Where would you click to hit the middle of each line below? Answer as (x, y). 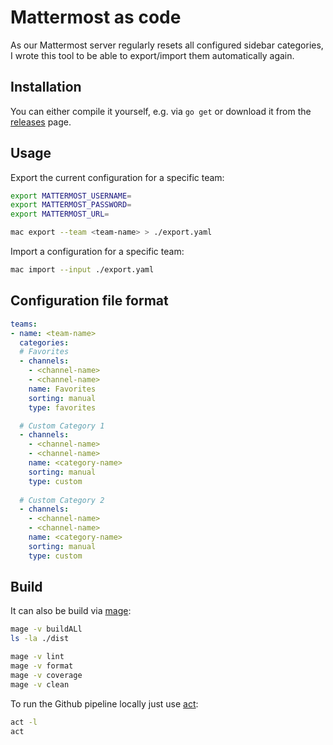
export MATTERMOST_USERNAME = (71, 196)
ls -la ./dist (40, 639)
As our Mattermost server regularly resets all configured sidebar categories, (167, 45)
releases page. (41, 122)
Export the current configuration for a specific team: (117, 177)
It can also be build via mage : (71, 611)
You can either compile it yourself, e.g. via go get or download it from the (161, 111)
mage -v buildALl (46, 629)
